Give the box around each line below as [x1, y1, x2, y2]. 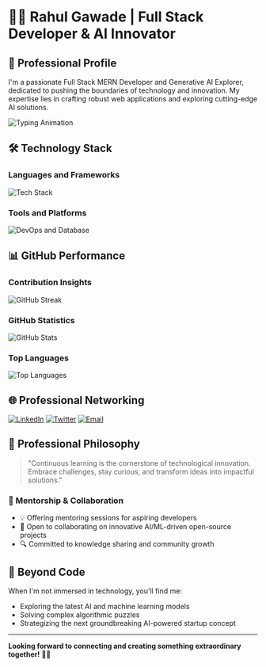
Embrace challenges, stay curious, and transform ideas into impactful [27, 467, 255, 476]
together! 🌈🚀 [8, 650, 51, 659]
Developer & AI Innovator [8, 25, 177, 43]
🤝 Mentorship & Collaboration [8, 495, 124, 506]
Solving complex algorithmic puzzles [19, 610, 140, 619]
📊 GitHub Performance [8, 250, 125, 263]
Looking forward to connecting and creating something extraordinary [8, 642, 241, 650]
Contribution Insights [8, 277, 93, 288]
